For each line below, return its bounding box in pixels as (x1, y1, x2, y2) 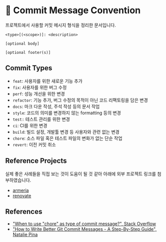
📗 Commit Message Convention (5, 5, 141, 16)
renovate (12, 193, 31, 199)
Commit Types (5, 64, 52, 73)
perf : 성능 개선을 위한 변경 (12, 90, 65, 97)
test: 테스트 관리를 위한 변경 (12, 116, 70, 122)
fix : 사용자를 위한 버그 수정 (12, 84, 67, 90)
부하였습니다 (5, 177, 30, 183)
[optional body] (5, 41, 39, 46)
